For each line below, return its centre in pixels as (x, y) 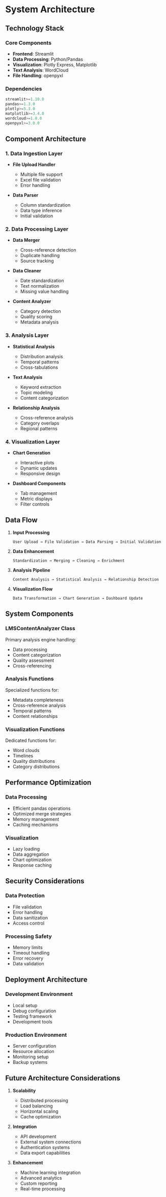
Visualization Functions (35, 729)
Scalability (24, 1090)
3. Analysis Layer (27, 335)
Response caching (32, 865)
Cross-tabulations (39, 367)
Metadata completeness (38, 700)
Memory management (36, 819)
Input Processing (31, 532)
